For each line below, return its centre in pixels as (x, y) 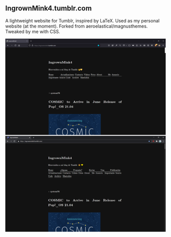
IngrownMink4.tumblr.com (49, 8)
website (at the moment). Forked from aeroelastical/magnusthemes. (77, 26)
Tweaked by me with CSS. (33, 31)
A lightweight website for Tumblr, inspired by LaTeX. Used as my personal (82, 20)
